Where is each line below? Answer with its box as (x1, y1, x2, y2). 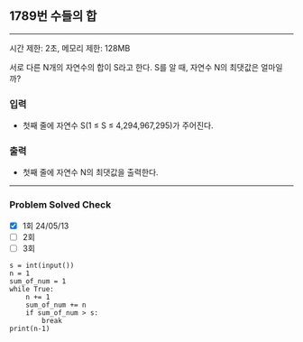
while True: (9, 284, 54, 293)
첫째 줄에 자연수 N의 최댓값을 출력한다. (22, 167, 160, 178)
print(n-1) (9, 324, 50, 333)
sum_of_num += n (25, 300, 87, 310)
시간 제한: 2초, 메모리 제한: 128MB (9, 42, 131, 53)
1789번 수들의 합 (9, 8, 97, 24)
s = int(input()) (9, 261, 75, 270)
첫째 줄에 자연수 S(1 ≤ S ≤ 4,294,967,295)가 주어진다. (22, 120, 214, 131)
